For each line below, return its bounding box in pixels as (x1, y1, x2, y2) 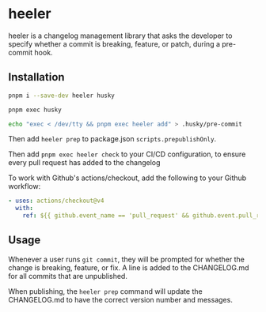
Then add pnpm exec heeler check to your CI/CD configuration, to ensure (8, 149, 246, 159)
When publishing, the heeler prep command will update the (8, 286, 203, 296)
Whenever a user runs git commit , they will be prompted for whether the (8, 254, 245, 264)
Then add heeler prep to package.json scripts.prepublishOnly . (8, 134, 216, 144)
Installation (8, 70, 65, 84)
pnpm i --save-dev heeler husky (8, 92, 115, 100)
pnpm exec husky (8, 106, 62, 114)
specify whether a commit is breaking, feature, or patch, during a (8, 39, 220, 48)
